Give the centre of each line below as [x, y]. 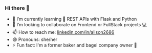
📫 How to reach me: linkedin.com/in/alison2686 [63, 32]
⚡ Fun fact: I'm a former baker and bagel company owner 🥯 [74, 45]
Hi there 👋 [17, 8]
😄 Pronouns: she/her [35, 39]
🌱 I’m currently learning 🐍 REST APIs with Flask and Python [74, 19]
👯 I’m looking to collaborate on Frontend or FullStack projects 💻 [79, 25]
